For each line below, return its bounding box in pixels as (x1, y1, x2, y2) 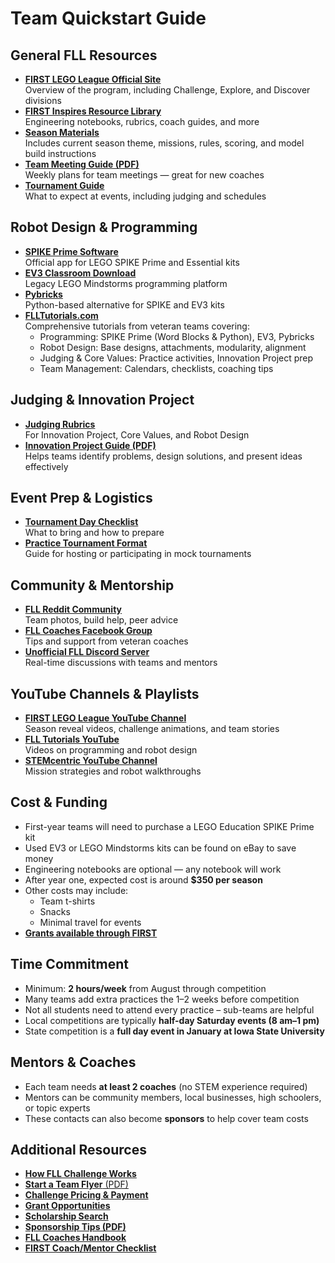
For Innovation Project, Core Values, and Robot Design (24, 428, 250, 441)
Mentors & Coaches (10, 1054, 137, 1071)
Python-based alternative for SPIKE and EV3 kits (24, 298, 225, 311)
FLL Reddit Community (24, 603, 122, 616)
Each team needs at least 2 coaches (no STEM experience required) (24, 1080, 308, 1092)
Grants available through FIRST (24, 927, 158, 939)
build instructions (24, 148, 97, 159)
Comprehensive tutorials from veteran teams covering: (24, 320, 250, 332)
